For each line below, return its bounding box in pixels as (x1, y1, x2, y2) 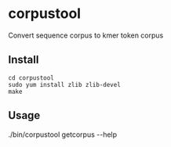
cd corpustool (8, 73, 55, 82)
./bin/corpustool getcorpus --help (8, 130, 118, 139)
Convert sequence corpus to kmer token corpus (8, 30, 164, 40)
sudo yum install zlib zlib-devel (8, 81, 122, 88)
